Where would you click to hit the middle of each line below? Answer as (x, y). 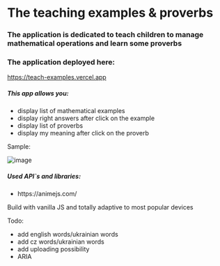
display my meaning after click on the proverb (83, 133)
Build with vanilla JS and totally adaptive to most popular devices (100, 207)
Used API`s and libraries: (44, 176)
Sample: (19, 147)
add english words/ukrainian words (68, 235)
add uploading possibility (53, 249)
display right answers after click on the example (86, 118)
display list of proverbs (50, 126)
